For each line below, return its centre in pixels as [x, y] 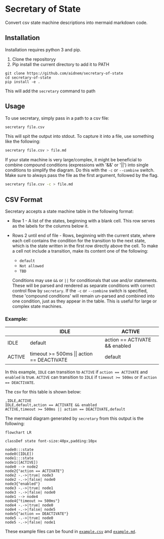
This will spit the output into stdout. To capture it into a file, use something [80, 136]
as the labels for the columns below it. [50, 226]
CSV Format [24, 200]
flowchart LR [18, 433]
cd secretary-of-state [28, 77]
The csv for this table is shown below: [43, 392]
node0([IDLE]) [20, 454]
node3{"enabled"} [23, 484]
